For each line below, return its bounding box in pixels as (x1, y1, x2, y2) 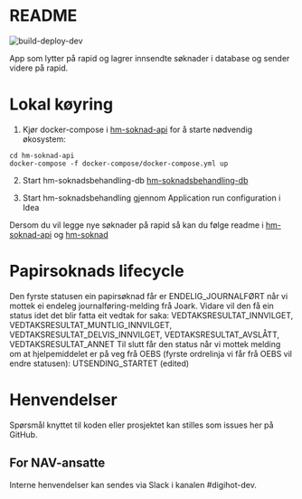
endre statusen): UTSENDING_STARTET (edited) (9, 358, 190, 369)
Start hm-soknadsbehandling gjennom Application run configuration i (22, 192, 281, 203)
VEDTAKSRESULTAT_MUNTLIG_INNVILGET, (9, 319, 173, 330)
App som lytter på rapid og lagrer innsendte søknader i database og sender (9, 52, 290, 63)
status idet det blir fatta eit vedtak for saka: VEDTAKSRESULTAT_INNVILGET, (9, 309, 294, 321)
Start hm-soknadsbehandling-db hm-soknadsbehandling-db (22, 174, 249, 185)
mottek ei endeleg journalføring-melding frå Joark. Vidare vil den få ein (9, 300, 274, 311)
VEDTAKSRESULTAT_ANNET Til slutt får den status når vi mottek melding (9, 338, 281, 349)
